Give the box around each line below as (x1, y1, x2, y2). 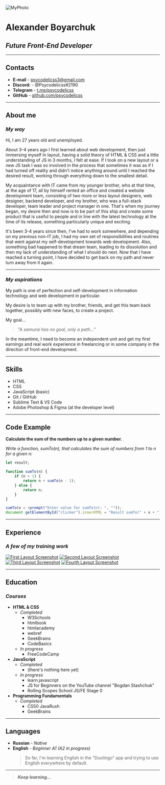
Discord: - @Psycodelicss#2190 (12, 81, 78, 88)
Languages (5, 727, 41, 735)
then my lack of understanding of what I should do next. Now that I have (5, 249, 151, 255)
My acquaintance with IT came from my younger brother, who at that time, (5, 182, 156, 188)
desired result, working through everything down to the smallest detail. (5, 172, 148, 179)
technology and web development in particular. (5, 293, 101, 298)
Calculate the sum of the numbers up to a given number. (5, 436, 122, 442)
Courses (5, 593, 26, 600)
